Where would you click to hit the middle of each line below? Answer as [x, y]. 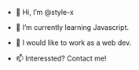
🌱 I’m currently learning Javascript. [72, 27]
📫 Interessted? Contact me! [61, 58]
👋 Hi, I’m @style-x [45, 12]
